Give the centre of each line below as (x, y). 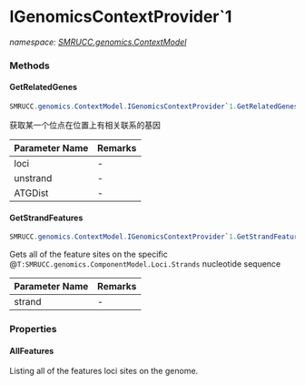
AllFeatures (32, 350)
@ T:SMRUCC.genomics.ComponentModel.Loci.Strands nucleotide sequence (145, 264)
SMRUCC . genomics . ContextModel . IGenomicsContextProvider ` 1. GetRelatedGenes (154, 106)
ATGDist (31, 193)
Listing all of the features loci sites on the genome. (104, 371)
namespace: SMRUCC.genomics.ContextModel (98, 42)
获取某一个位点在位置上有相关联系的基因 (85, 125)
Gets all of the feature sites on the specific (89, 254)
